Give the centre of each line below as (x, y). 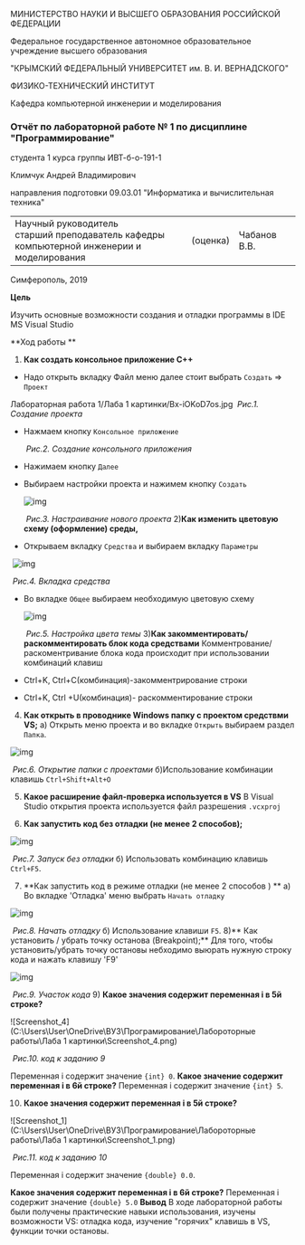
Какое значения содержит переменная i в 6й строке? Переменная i (145, 1193)
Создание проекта (47, 414)
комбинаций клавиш (63, 663)
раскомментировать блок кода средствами (111, 643)
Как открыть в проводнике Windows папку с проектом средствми (156, 716)
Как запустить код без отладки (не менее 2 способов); (133, 824)
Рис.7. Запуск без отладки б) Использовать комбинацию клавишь (140, 859)
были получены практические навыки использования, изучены (133, 1212)
